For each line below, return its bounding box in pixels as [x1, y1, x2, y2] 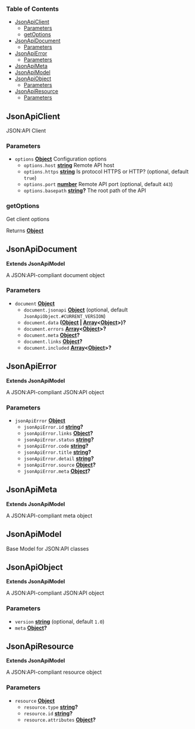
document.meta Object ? [23, 331, 80, 338]
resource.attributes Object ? [23, 716, 96, 723]
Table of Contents [6, 5, 59, 13]
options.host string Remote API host [23, 162, 115, 169]
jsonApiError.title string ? [23, 448, 92, 455]
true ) [23, 174, 37, 181]
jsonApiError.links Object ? [23, 429, 93, 436]
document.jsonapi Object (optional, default [23, 306, 128, 313]
